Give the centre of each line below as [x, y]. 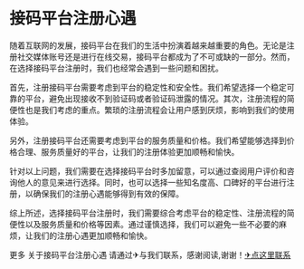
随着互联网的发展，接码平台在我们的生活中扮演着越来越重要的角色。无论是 [148, 45]
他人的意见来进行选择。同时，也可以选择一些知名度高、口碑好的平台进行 [152, 182]
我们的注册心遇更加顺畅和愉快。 [92, 235]
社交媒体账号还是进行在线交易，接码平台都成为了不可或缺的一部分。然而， [156, 56]
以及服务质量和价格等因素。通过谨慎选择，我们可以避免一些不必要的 [152, 224]
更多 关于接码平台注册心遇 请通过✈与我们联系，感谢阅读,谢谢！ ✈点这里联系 [150, 255]
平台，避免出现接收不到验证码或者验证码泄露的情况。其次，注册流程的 [156, 98]
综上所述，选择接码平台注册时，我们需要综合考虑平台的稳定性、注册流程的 [148, 213]
